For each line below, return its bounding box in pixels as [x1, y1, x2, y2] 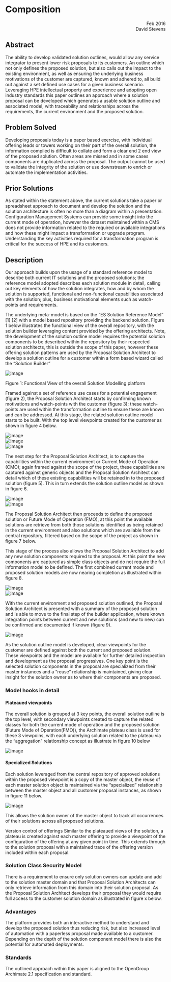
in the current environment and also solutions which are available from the [5, 527, 161, 534]
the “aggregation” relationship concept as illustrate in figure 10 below [5, 738, 150, 744]
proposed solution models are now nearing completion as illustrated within [5, 570, 162, 576]
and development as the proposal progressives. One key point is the [5, 658, 149, 664]
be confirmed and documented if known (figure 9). [5, 622, 112, 628]
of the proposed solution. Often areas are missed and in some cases [5, 153, 149, 159]
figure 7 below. [5, 538, 37, 544]
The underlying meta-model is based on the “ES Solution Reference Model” [5, 312, 164, 318]
